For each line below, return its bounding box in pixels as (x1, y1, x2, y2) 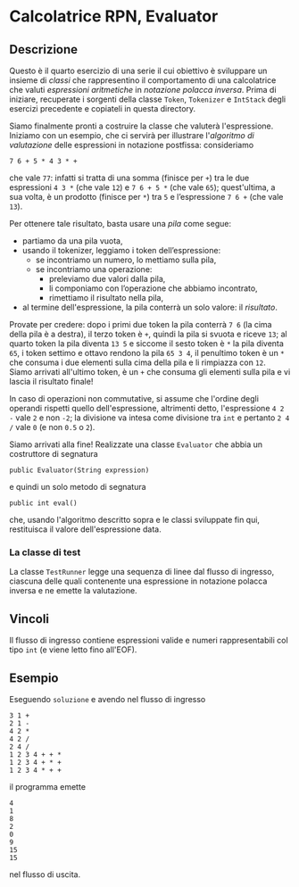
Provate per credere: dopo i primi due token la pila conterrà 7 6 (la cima (9, 319, 272, 329)
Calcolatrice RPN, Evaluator (9, 6, 219, 27)
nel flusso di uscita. (9, 868, 81, 880)
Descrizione (9, 42, 79, 57)
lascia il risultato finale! (9, 377, 94, 386)
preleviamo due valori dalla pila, (48, 274, 166, 284)
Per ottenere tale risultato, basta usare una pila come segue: (9, 219, 232, 228)
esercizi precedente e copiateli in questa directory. (9, 104, 196, 113)
